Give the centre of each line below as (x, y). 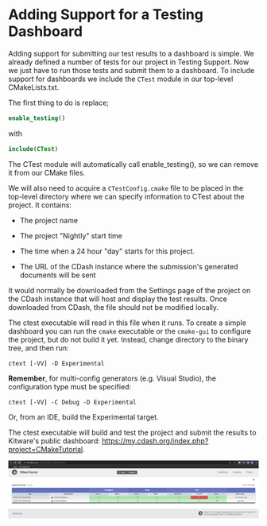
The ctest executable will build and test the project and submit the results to (132, 432)
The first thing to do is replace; (59, 102)
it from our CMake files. (47, 172)
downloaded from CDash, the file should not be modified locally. (114, 307)
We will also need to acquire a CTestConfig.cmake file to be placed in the (126, 188)
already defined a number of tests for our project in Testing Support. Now (129, 62)
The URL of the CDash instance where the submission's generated (129, 266)
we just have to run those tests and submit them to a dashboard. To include (132, 70)
